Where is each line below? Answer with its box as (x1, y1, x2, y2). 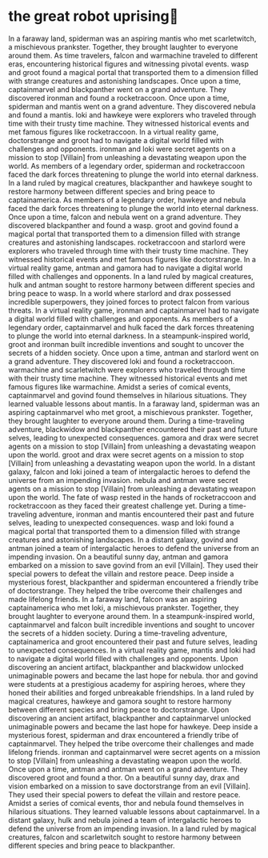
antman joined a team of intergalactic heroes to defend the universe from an (8, 543, 260, 553)
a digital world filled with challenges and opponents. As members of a (8, 313, 238, 323)
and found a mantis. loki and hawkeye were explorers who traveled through (8, 110, 257, 119)
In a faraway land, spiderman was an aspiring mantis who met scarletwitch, (8, 34, 257, 43)
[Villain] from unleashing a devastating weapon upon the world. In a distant (8, 458, 256, 468)
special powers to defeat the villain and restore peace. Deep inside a (8, 569, 234, 578)
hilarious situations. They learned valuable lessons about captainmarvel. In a (8, 807, 260, 816)
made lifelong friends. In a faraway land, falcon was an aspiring (8, 594, 218, 604)
